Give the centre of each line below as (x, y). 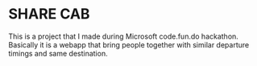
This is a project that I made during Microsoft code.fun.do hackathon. (124, 36)
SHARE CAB (49, 14)
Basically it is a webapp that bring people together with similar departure (129, 44)
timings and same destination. (58, 53)
